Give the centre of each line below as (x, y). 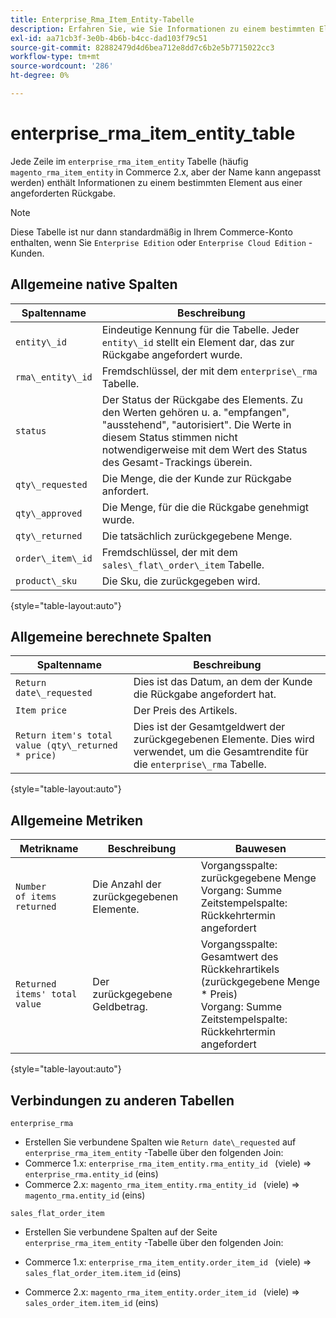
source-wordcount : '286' (62, 66)
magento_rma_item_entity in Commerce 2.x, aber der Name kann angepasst (166, 172)
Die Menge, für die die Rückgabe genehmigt (205, 507)
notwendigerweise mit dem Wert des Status (204, 449)
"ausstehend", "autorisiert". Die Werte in (196, 424)
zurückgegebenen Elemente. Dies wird (224, 739)
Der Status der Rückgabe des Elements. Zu (202, 399)
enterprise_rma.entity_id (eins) (91, 1174)
